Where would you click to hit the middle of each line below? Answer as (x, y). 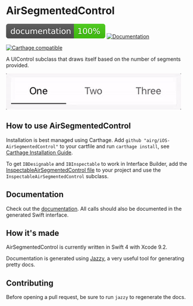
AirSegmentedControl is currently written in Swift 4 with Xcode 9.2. (87, 247)
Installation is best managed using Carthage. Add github (74, 140)
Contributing (30, 283)
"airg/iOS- (157, 140)
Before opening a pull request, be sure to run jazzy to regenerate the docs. (96, 297)
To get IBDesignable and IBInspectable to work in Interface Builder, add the (97, 164)
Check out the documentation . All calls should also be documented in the (94, 208)
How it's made (33, 233)
